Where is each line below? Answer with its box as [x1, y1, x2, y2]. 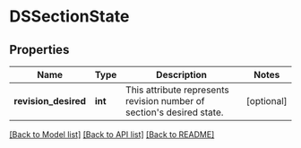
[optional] [245, 95, 288, 107]
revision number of [125, 95, 205, 107]
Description [156, 69, 208, 81]
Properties [9, 42, 70, 57]
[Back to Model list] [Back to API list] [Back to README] [9, 129, 215, 140]
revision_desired [13, 95, 87, 107]
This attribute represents [125, 83, 230, 96]
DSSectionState [9, 6, 130, 27]
